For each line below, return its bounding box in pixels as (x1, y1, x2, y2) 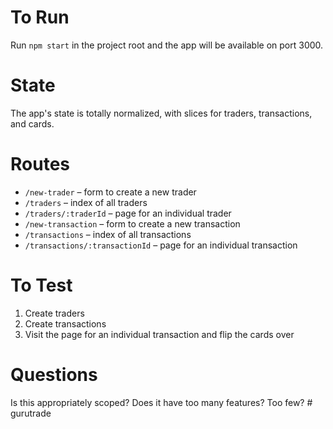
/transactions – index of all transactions (24, 228, 192, 240)
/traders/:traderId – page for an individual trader (24, 207, 232, 219)
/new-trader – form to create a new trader (24, 186, 197, 198)
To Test (10, 274, 73, 296)
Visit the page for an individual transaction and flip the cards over (24, 328, 295, 340)
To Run (10, 6, 70, 29)
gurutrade (10, 407, 52, 419)
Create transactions (24, 317, 107, 330)
